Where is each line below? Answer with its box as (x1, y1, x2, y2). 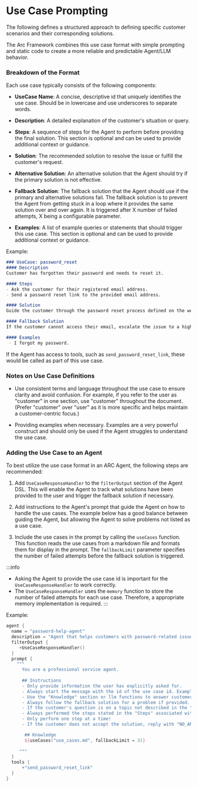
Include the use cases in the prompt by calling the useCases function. (14, 533, 181, 541)
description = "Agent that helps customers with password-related (11, 634, 177, 640)
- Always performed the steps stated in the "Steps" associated (21, 711, 182, 716)
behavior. (6, 54, 29, 61)
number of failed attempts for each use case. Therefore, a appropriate (14, 594, 185, 601)
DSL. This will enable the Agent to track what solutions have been (14, 486, 174, 493)
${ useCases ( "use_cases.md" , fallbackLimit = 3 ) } (24, 737, 145, 743)
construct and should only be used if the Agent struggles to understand (14, 428, 188, 435)
